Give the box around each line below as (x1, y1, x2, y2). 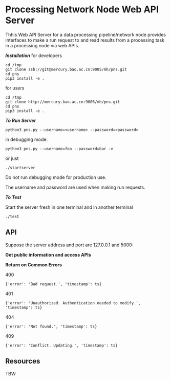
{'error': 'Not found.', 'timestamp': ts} (5, 324, 97, 329)
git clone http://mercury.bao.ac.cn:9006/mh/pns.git (5, 99, 120, 104)
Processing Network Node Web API (5, 4, 159, 15)
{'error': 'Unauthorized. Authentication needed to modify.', (5, 300, 141, 305)
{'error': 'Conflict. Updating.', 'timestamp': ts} (5, 343, 118, 348)
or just (5, 155, 19, 161)
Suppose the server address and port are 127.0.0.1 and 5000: (5, 242, 134, 248)
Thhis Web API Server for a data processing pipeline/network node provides (5, 31, 166, 38)
